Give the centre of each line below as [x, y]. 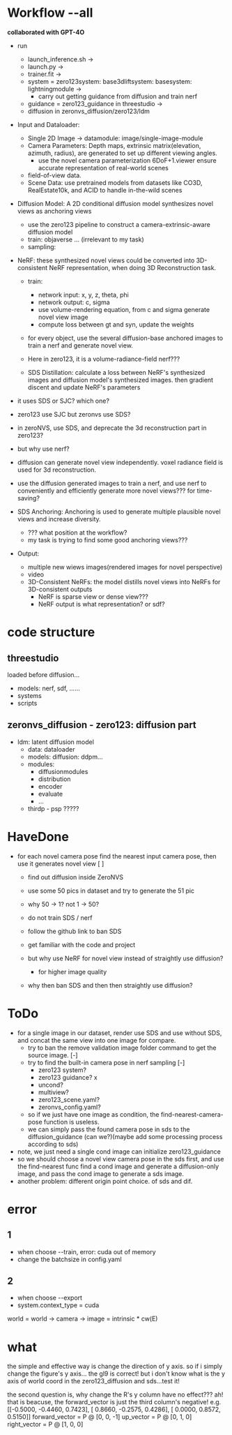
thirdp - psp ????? [53, 808]
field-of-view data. [54, 175]
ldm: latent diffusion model [55, 742]
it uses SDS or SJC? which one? [63, 401]
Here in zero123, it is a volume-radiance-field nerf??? [104, 359]
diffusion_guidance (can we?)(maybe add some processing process [125, 1136]
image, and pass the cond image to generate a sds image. [101, 1173]
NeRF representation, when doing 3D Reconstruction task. [133, 267]
